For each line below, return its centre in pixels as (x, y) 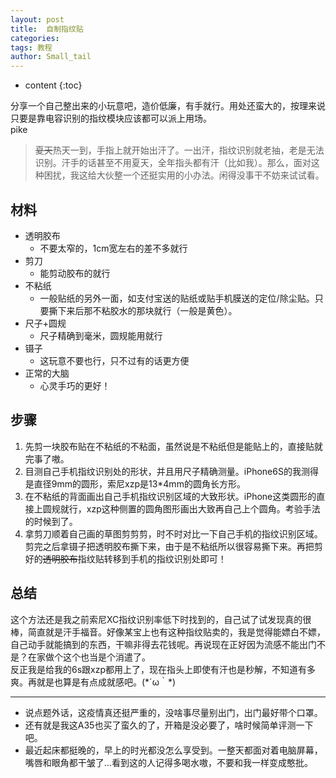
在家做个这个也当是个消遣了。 (89, 657)
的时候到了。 (51, 521)
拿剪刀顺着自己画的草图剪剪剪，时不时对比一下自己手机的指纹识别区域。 (173, 533)
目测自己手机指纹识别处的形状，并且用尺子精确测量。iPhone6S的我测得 (171, 471)
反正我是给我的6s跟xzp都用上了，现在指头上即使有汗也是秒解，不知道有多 (163, 669)
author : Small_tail (51, 57)
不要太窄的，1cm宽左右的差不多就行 (113, 248)
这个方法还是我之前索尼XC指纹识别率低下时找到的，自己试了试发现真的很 (161, 619)
